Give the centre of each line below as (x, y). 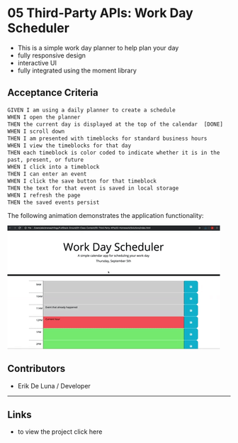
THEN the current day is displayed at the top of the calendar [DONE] (115, 124)
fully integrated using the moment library (77, 70)
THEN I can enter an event (47, 174)
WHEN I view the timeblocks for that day (69, 146)
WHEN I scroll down (36, 131)
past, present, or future (45, 160)
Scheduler (38, 28)
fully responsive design (52, 55)
